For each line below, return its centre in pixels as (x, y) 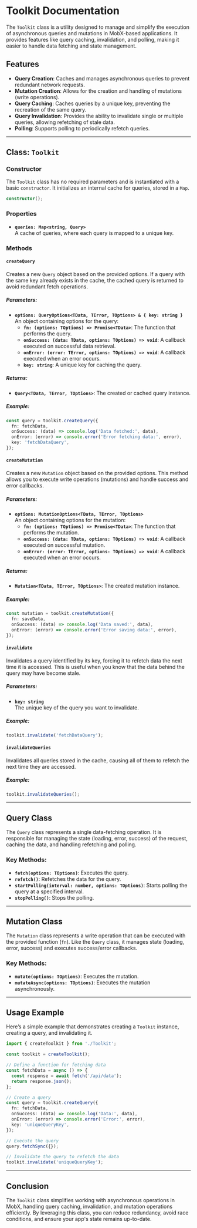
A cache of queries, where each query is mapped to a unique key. (94, 233)
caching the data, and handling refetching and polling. (71, 845)
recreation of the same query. (50, 109)
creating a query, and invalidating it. (49, 1033)
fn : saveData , (28, 619)
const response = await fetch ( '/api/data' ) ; (67, 1076)
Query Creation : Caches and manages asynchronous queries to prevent (102, 78)
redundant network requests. (50, 85)
